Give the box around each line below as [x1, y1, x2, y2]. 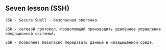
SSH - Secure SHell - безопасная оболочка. [5, 17, 100, 22]
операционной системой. [5, 31, 56, 36]
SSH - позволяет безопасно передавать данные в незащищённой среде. [5, 40, 154, 45]
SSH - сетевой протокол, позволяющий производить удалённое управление [5, 27, 161, 32]
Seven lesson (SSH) [5, 4, 70, 13]
